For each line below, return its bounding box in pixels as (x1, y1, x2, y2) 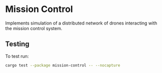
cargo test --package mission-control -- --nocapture (5, 62, 121, 68)
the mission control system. (5, 25, 62, 31)
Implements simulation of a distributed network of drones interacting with (5, 20, 157, 26)
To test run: (5, 53, 29, 59)
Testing (5, 40, 30, 48)
